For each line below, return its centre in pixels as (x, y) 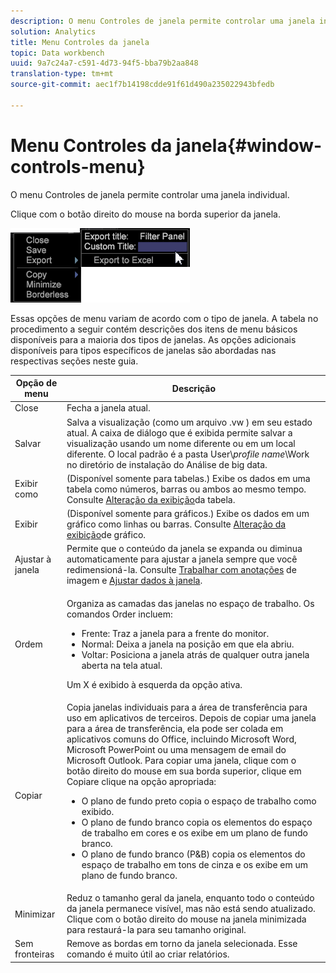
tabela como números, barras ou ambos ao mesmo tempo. (186, 489)
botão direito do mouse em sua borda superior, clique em (184, 771)
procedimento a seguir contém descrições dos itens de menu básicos (154, 329)
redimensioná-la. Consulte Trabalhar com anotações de (181, 570)
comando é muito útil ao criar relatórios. (148, 954)
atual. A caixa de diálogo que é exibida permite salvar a (179, 432)
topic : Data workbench (57, 53)
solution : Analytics (53, 31)
